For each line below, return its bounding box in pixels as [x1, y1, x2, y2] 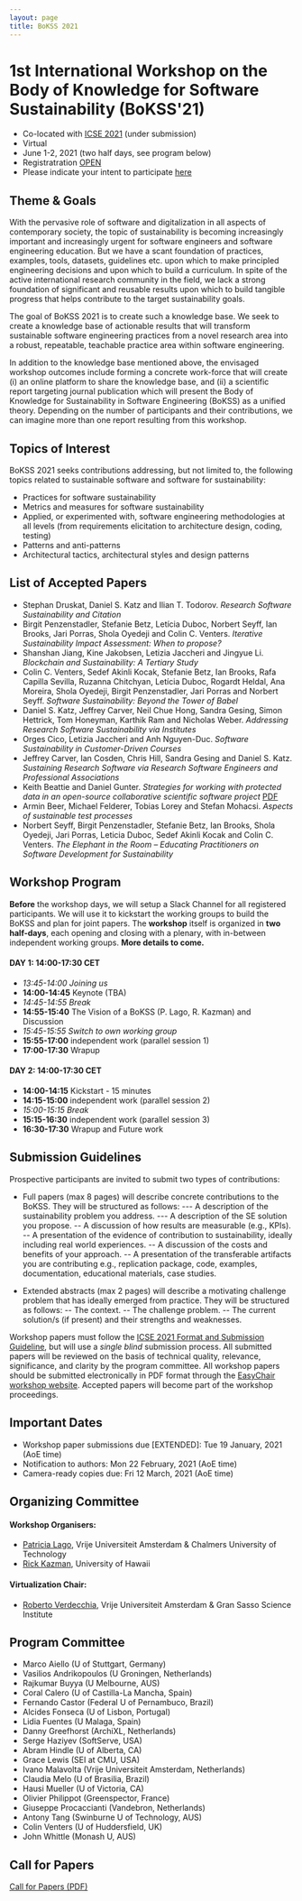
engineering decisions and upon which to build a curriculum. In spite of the [9, 265, 288, 276]
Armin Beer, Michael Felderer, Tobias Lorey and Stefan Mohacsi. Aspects [22, 800, 294, 812]
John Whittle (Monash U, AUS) [22, 1832, 137, 1842]
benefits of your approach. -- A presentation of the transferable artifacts [22, 1248, 292, 1259]
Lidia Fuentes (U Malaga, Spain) [22, 1716, 142, 1727]
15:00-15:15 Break [22, 1105, 89, 1116]
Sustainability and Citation [22, 609, 122, 620]
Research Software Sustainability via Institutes [22, 723, 197, 735]
